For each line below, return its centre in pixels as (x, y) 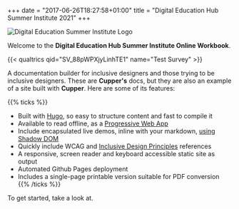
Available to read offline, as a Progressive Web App (93, 123)
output (27, 161)
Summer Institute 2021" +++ (49, 18)
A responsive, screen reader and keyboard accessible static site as (116, 154)
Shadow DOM (38, 139)
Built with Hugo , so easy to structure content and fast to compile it (115, 116)
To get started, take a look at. (51, 198)
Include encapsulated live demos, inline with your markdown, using (116, 131)
